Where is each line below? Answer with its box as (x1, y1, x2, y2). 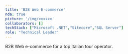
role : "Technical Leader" (5, 30, 59, 35)
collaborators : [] (5, 21, 43, 26)
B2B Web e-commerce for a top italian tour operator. (5, 44, 113, 49)
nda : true (5, 12, 26, 17)
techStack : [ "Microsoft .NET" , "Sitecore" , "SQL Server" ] (5, 26, 124, 30)
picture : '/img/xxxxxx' (5, 16, 55, 21)
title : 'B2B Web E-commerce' (5, 7, 66, 12)
